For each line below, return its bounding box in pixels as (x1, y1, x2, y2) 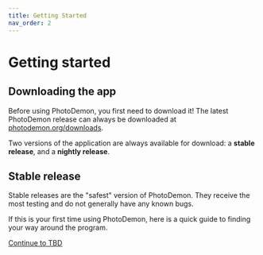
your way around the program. (8, 223, 108, 233)
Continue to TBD (8, 238, 63, 248)
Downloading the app (8, 85, 117, 99)
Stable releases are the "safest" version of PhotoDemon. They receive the (8, 191, 250, 200)
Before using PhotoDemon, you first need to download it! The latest (8, 106, 229, 115)
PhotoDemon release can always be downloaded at (8, 114, 177, 124)
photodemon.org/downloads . (8, 122, 104, 132)
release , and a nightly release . (8, 146, 110, 156)
